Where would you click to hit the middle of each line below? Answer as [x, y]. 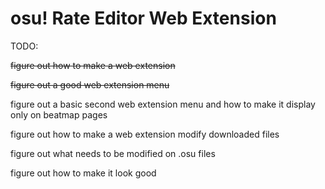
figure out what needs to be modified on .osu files [113, 153]
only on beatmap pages [59, 114]
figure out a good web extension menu [90, 84]
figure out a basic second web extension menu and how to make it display [163, 104]
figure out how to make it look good [83, 173]
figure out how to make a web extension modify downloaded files [145, 134]
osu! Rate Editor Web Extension [143, 18]
